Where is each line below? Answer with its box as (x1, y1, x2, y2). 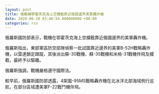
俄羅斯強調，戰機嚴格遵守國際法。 (5, 68, 74, 74)
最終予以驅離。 (13, 57, 44, 63)
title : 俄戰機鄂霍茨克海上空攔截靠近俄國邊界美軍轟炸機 (5, 12, 104, 17)
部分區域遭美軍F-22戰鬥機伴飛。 (18, 84, 83, 90)
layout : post (5, 7, 32, 12)
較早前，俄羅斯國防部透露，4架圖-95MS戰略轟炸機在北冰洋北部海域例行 (5, 78, 150, 84)
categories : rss (5, 20, 38, 26)
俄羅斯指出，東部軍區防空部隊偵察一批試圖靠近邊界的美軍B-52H (5, 45, 134, 51)
